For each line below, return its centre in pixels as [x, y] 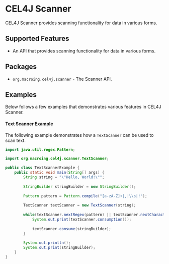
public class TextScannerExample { [43, 168]
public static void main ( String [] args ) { [59, 173]
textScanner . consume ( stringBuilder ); [72, 229]
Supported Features [37, 39]
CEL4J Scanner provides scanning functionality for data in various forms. [81, 23]
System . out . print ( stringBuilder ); [59, 248]
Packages [21, 67]
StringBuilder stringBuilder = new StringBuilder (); [80, 187]
